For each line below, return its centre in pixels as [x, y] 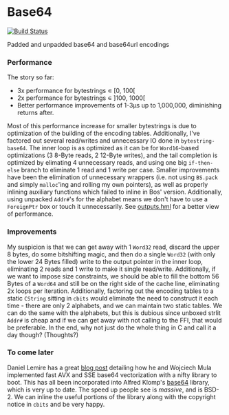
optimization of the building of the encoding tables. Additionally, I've [104, 133]
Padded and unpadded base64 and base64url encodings [88, 44]
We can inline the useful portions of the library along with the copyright [115, 396]
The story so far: [31, 77]
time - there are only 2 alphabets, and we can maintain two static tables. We [115, 305]
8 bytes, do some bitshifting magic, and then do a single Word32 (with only [111, 254]
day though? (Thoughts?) [43, 334]
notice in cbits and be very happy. [56, 404]
